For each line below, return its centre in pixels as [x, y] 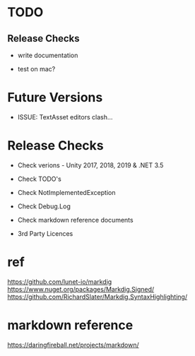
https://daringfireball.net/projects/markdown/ [73, 345]
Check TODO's [39, 179]
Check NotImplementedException [66, 192]
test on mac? [36, 69]
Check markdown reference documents [75, 220]
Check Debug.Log [44, 206]
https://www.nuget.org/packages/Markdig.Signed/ [81, 289]
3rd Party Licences [45, 233]
